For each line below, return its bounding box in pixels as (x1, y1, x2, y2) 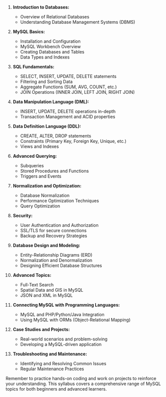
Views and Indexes (20, 143, 59, 149)
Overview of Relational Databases (20, 14, 90, 19)
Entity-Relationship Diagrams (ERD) (20, 252, 93, 258)
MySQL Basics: (12, 29, 45, 34)
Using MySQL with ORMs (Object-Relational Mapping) (20, 317, 131, 323)
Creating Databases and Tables (20, 49, 85, 55)
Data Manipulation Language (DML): (12, 99, 89, 105)
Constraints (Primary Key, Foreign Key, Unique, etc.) (20, 138, 127, 144)
